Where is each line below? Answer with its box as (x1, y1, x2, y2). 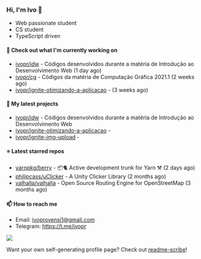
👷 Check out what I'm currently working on (6, 46, 118, 54)
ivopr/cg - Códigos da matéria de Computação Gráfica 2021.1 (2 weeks (15, 73, 195, 80)
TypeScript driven (15, 32, 61, 40)
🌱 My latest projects (6, 100, 58, 108)
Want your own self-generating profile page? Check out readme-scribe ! (6, 246, 188, 253)
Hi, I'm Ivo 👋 (6, 6, 43, 14)
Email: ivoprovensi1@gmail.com (15, 216, 95, 223)
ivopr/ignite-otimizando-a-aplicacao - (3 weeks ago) (15, 86, 148, 94)
